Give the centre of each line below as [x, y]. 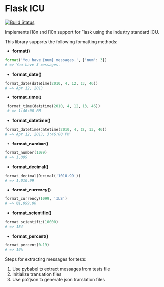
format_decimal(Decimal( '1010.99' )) [43, 176]
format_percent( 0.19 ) [27, 245]
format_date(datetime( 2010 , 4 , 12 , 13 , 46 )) [52, 83]
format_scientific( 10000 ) [32, 222]
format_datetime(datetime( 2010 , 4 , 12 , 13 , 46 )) [56, 130]
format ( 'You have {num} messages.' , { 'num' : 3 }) [56, 60]
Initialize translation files [37, 274]
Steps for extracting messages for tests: [46, 259]
